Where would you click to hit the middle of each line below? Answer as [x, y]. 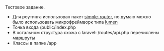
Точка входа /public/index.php [44, 27]
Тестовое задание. [25, 7]
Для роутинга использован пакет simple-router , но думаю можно [82, 17]
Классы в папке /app [34, 43]
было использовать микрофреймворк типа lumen [65, 22]
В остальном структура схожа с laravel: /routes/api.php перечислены [86, 32]
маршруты [24, 38]
